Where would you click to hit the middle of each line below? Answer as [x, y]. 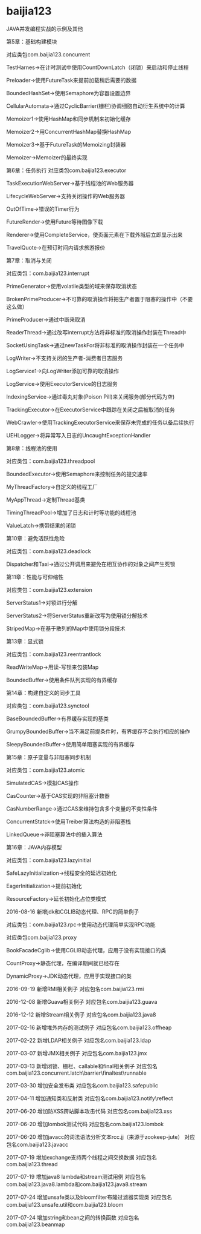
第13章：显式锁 [25, 641]
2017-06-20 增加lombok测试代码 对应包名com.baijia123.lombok [85, 1124]
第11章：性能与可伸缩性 [35, 577]
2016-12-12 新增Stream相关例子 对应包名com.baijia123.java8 [81, 1014]
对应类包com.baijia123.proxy [42, 937]
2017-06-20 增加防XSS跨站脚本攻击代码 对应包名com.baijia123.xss [89, 1111]
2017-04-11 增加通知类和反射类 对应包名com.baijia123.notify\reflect [90, 1098]
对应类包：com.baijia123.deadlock [49, 551]
